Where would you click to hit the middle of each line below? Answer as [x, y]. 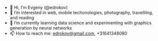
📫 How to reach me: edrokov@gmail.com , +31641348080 [68, 33]
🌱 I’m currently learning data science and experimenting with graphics [81, 23]
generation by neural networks [41, 28]
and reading [22, 18]
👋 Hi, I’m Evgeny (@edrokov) [39, 7]
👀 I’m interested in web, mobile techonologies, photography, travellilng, [81, 13]
